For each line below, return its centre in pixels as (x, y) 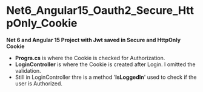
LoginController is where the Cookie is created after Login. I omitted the (105, 64)
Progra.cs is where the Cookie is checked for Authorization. (90, 58)
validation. (28, 70)
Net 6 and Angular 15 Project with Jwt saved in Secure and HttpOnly (93, 40)
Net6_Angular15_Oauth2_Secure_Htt (100, 11)
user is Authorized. (38, 83)
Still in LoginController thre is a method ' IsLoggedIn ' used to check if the (106, 77)
